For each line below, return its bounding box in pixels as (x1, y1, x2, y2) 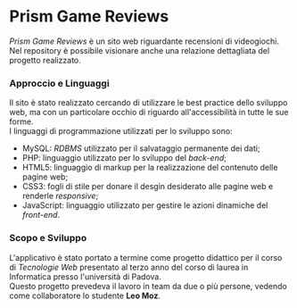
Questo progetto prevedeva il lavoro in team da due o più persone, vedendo (9, 280, 288, 291)
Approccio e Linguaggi (9, 77, 110, 89)
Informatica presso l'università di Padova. (9, 271, 162, 282)
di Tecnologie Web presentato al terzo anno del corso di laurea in (9, 262, 249, 272)
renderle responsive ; (21, 190, 99, 202)
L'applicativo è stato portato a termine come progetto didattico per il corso (9, 252, 283, 262)
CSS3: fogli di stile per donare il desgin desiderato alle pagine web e (21, 181, 274, 192)
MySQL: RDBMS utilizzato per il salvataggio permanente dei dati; (21, 143, 260, 154)
